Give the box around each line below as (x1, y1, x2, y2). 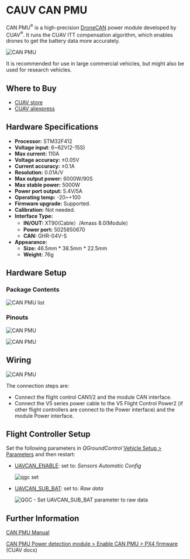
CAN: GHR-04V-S (23, 232, 67, 239)
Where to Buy (6, 83, 57, 93)
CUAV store (14, 99, 43, 106)
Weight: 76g (23, 250, 54, 258)
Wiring (6, 355, 32, 365)
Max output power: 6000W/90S (14, 175, 93, 182)
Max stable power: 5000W (14, 181, 81, 188)
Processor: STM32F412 (14, 137, 73, 144)
